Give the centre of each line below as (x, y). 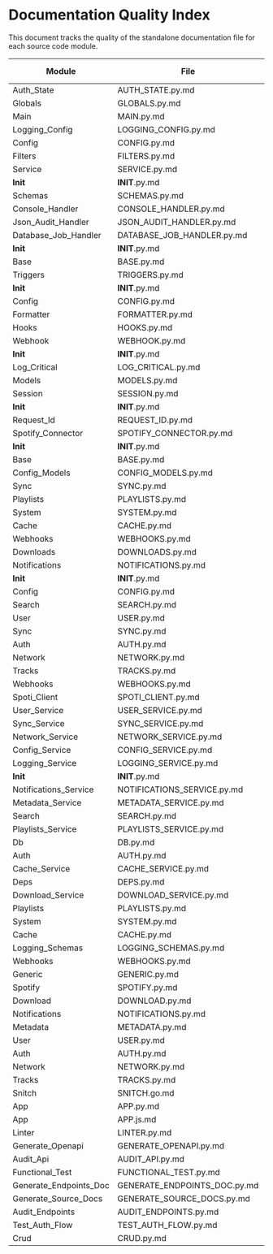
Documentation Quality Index (109, 15)
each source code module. (53, 45)
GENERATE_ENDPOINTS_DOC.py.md (188, 1185)
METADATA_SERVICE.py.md (171, 802)
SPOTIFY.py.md (147, 987)
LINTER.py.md (145, 1132)
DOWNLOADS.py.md (157, 551)
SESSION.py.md (148, 393)
